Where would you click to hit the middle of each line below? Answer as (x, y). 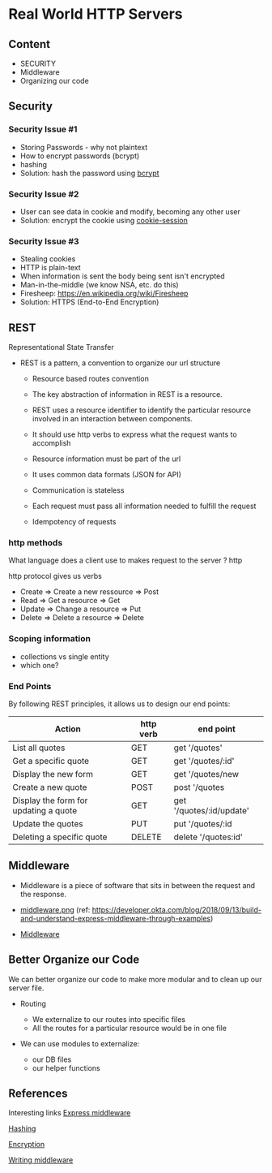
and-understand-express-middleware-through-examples (115, 918)
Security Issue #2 (44, 194)
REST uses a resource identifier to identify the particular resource (141, 410)
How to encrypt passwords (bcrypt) (80, 156)
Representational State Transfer (62, 347)
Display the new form (53, 774)
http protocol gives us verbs (55, 576)
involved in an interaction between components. (112, 419)
